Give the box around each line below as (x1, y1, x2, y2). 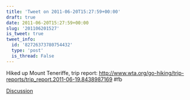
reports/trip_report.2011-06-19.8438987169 (6, 76, 113, 83)
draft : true (6, 14, 36, 20)
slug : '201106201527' (6, 25, 60, 32)
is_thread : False (11, 53, 55, 59)
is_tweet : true (6, 31, 44, 37)
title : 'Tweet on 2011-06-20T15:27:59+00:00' (6, 8, 121, 15)
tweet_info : (6, 36, 36, 42)
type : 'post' (11, 48, 44, 54)
